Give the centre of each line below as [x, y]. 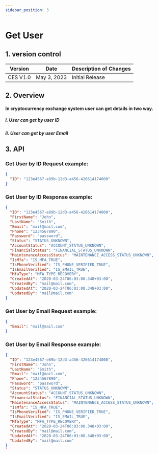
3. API [15, 149]
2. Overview [25, 95]
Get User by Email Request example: [51, 311]
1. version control [33, 54]
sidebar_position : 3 [27, 10]
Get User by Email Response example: [53, 344]
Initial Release [88, 77]
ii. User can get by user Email [37, 133]
